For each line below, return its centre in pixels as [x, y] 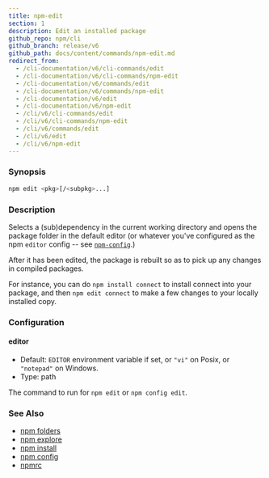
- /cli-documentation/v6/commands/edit [83, 83]
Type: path [38, 377]
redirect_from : [34, 61]
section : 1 [27, 23]
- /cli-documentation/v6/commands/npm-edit [90, 91]
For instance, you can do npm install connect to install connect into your [130, 284]
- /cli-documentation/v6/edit [66, 99]
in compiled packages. [46, 269]
